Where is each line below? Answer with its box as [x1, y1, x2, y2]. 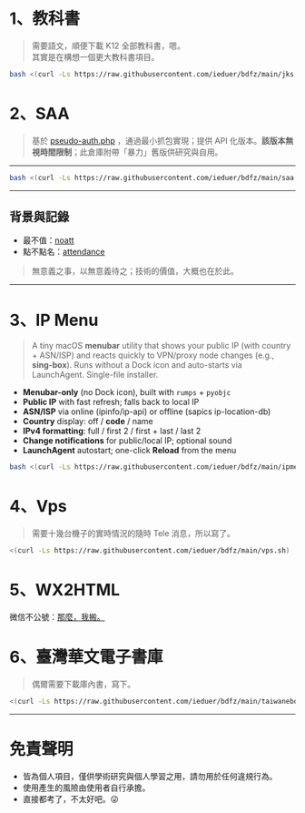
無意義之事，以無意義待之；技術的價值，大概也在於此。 [31, 266, 239, 277]
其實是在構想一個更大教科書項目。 [31, 51, 160, 62]
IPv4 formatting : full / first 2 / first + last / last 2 [22, 425, 202, 437]
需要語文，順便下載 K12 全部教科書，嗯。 [31, 40, 186, 51]
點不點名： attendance [22, 247, 105, 258]
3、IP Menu [9, 310, 99, 330]
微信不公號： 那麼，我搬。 [9, 612, 105, 622]
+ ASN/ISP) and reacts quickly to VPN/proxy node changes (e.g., [31, 350, 275, 361]
